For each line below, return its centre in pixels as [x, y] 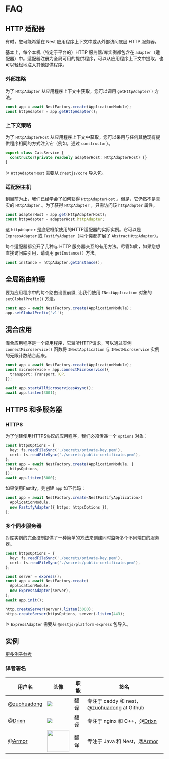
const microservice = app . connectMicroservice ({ [57, 370]
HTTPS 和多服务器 [34, 410]
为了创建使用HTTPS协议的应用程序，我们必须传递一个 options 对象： [77, 436]
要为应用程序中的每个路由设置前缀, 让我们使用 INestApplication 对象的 [79, 292]
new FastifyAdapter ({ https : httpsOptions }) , [59, 507]
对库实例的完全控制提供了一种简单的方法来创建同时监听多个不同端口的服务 [82, 538]
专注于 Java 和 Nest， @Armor [123, 741]
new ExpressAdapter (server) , [40, 591]
